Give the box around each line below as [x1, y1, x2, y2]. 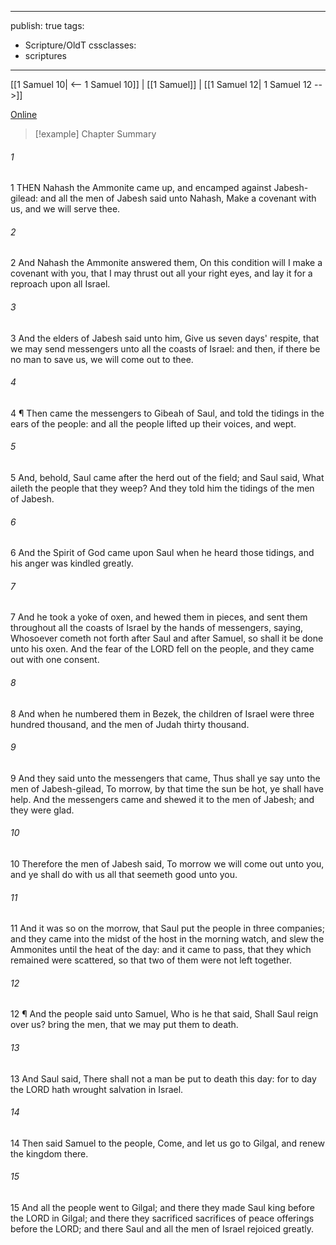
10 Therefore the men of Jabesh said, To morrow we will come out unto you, [10, 858, 325, 870]
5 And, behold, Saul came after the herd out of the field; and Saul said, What [10, 472, 325, 484]
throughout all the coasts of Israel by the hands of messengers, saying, [10, 622, 304, 634]
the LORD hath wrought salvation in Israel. [10, 1083, 184, 1095]
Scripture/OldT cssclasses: [24, 39, 137, 51]
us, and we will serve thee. [10, 203, 121, 215]
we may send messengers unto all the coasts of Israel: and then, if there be [10, 342, 321, 355]
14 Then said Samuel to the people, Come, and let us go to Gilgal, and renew [10, 1137, 325, 1149]
